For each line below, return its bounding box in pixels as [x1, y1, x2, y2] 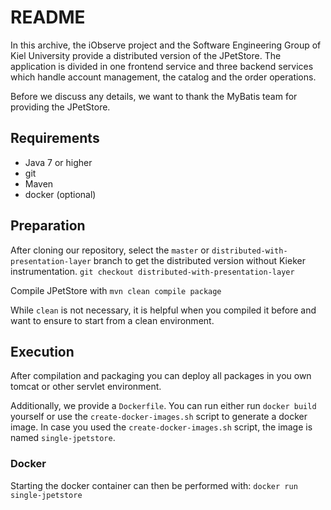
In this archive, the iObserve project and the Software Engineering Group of [10, 39, 322, 51]
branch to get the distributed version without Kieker [93, 254, 306, 266]
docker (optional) [24, 188, 97, 200]
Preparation [10, 217, 86, 235]
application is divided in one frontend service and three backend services [10, 60, 314, 72]
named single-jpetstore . [10, 432, 116, 444]
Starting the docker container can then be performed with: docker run [10, 479, 298, 491]
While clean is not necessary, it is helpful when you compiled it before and [10, 304, 317, 316]
